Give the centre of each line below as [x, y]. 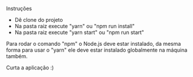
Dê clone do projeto [39, 20]
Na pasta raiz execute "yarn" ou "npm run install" [75, 26]
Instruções [19, 9]
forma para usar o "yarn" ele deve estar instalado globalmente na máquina [97, 50]
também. [17, 56]
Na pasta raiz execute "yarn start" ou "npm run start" [79, 32]
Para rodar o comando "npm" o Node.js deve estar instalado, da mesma [94, 44]
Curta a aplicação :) [30, 68]
